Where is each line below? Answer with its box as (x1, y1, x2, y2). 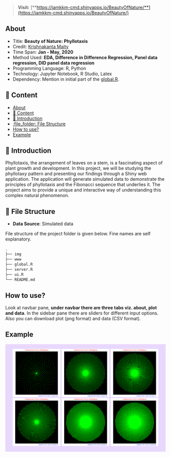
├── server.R (5, 267, 33, 272)
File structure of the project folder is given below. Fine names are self (5, 231, 151, 237)
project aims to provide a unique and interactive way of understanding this (5, 187, 161, 193)
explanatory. (5, 236, 32, 242)
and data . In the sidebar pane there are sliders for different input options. (5, 310, 159, 316)
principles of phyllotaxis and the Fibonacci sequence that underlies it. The (5, 181, 160, 188)
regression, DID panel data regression (12, 60, 95, 66)
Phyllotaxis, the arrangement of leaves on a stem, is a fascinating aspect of (5, 160, 163, 166)
